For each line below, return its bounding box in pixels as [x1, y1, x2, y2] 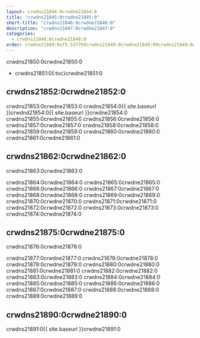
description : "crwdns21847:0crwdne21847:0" [6, 25, 116, 31]
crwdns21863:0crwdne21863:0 [6, 167, 83, 174]
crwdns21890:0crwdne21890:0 [6, 309, 127, 320]
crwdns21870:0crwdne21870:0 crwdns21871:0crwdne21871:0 [6, 197, 157, 205]
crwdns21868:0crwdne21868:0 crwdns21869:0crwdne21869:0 [6, 191, 161, 198]
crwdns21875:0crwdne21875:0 [6, 227, 125, 238]
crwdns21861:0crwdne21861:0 [6, 134, 80, 141]
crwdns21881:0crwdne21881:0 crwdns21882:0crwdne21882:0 [6, 267, 158, 274]
